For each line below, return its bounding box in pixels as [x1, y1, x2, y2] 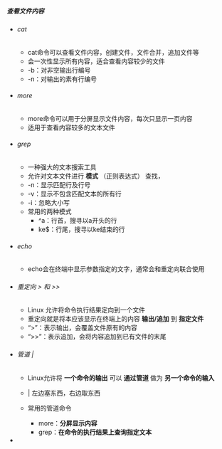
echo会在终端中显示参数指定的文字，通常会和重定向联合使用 [27, 265, 205, 273]
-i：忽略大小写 [27, 198, 70, 206]
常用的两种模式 [27, 207, 72, 216]
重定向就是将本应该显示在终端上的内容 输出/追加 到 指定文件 [27, 315, 204, 323]
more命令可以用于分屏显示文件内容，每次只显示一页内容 [27, 114, 193, 122]
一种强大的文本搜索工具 [27, 162, 97, 171]
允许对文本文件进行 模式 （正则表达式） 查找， [27, 171, 164, 180]
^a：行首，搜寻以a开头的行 [38, 216, 117, 224]
